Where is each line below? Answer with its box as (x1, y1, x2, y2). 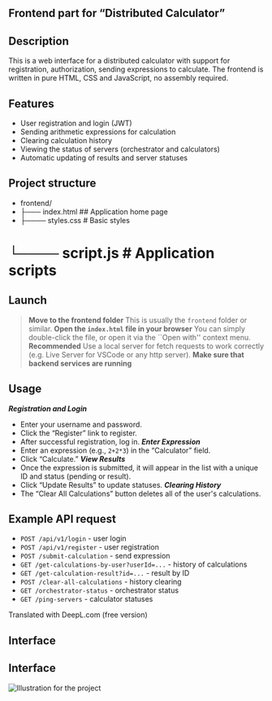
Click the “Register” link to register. (19, 427, 138, 438)
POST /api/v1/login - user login (19, 533, 127, 544)
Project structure (8, 177, 97, 191)
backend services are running (28, 358, 132, 368)
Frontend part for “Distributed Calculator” (8, 7, 226, 20)
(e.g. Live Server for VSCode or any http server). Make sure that (28, 349, 245, 359)
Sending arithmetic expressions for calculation (19, 127, 176, 137)
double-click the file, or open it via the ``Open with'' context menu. (28, 332, 252, 342)
